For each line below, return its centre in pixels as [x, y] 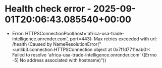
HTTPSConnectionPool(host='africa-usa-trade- [75, 33]
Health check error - [48, 9]
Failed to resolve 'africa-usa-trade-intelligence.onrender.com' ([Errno [84, 55]
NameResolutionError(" [77, 44]
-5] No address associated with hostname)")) [59, 60]
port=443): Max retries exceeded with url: [114, 39]
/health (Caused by [32, 44]
